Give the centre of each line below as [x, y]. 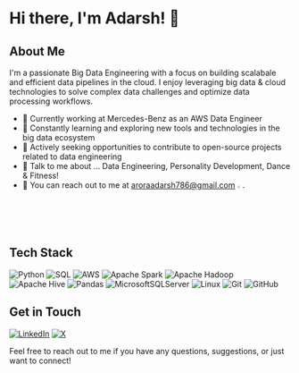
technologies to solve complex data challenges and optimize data [129, 92]
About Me [37, 51]
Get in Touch [46, 312]
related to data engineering [72, 157]
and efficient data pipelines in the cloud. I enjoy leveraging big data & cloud [147, 82]
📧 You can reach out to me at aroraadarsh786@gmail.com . [133, 185]
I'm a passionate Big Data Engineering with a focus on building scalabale [143, 72]
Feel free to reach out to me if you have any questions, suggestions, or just [147, 351]
